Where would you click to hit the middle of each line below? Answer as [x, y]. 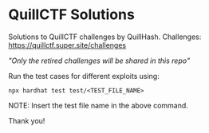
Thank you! [27, 120]
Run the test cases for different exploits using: [84, 76]
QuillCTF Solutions [72, 15]
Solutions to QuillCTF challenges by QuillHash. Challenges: [105, 37]
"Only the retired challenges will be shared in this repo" [99, 61]
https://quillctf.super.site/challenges [67, 45]
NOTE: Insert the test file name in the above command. [99, 105]
